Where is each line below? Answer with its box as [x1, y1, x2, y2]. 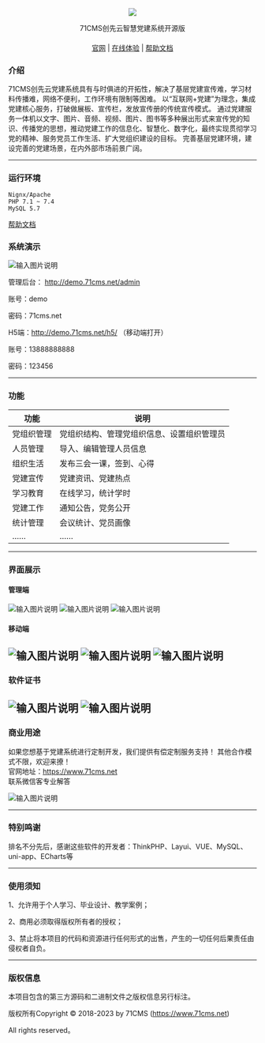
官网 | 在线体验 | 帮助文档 [91, 43, 174, 52]
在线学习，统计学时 [59, 488, 132, 499]
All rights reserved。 [8, 1026, 75, 1035]
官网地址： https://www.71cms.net [8, 766, 118, 776]
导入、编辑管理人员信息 [59, 442, 147, 454]
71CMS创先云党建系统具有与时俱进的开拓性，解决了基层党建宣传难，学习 [8, 84, 245, 93]
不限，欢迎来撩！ [14, 756, 71, 766]
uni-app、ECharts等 [8, 851, 73, 860]
